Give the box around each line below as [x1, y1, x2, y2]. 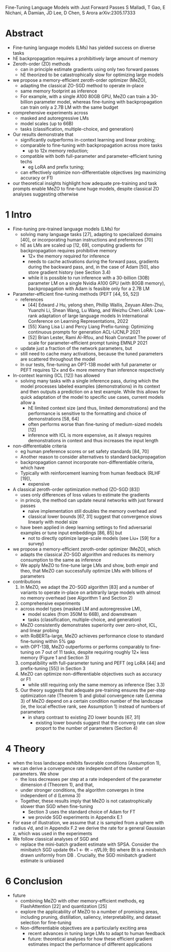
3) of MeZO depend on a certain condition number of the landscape [20, 698, 163, 704]
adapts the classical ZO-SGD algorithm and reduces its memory [20, 551, 155, 557]
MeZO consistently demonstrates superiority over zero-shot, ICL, [20, 622, 157, 628]
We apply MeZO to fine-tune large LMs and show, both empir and [20, 562, 158, 568]
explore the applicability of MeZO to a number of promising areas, [20, 909, 159, 915]
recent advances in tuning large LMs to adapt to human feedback [28, 930, 165, 936]
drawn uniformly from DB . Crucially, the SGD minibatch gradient [20, 852, 156, 858]
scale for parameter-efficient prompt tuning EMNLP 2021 [28, 340, 148, 346]
